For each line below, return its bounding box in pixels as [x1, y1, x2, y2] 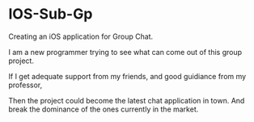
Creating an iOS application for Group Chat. [8, 32, 154, 41]
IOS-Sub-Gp [8, 5, 93, 23]
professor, [8, 80, 43, 90]
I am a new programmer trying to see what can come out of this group [8, 47, 243, 57]
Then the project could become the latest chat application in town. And [8, 95, 245, 105]
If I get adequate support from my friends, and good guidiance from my [8, 71, 247, 81]
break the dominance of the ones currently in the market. [8, 104, 199, 114]
